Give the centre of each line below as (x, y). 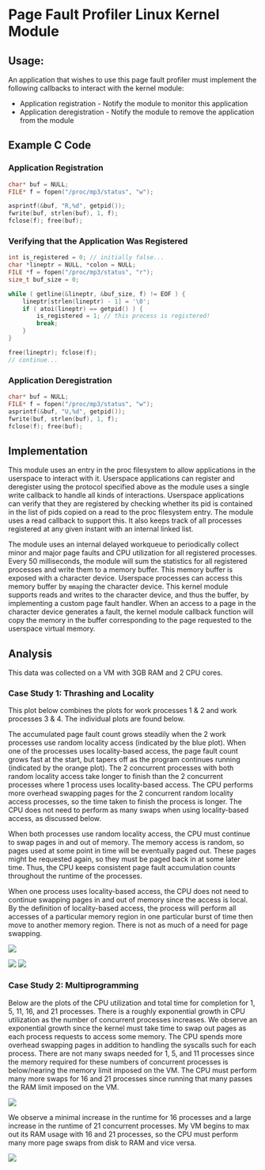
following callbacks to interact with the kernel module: (96, 88)
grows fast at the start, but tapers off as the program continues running (124, 760)
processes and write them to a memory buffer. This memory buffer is (121, 570)
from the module (47, 120)
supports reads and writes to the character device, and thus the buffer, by (129, 595)
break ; (47, 324)
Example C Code (50, 146)
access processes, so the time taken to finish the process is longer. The (125, 802)
